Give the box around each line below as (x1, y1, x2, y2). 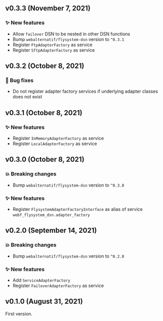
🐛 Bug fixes (5, 77, 34, 84)
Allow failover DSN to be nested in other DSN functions (12, 30, 131, 37)
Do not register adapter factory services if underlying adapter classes (12, 88, 158, 94)
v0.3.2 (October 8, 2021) (5, 62, 85, 70)
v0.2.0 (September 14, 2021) (5, 226, 97, 235)
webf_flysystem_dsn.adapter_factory (12, 212, 90, 218)
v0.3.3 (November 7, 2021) (5, 4, 91, 13)
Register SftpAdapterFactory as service (12, 47, 95, 53)
